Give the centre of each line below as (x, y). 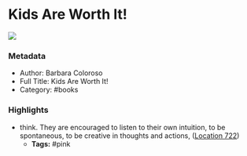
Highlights (28, 110)
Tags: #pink (51, 143)
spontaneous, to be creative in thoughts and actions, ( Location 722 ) (129, 136)
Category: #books (49, 90)
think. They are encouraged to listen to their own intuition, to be (122, 127)
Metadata (27, 56)
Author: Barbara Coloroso (61, 73)
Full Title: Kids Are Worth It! (64, 82)
